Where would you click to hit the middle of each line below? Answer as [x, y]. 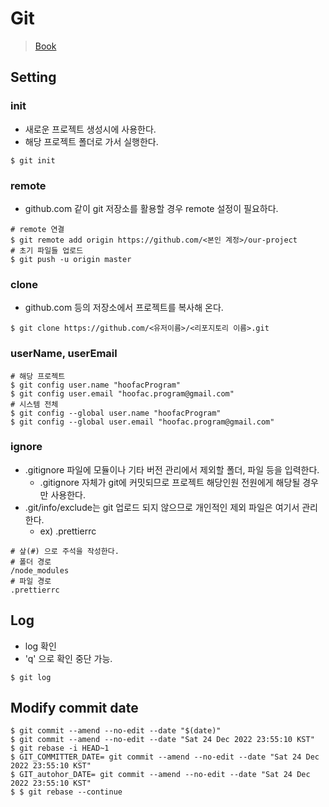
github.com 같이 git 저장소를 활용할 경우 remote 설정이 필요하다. [151, 208]
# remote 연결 [37, 229]
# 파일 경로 [31, 581]
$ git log [31, 677]
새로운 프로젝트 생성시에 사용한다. [90, 129]
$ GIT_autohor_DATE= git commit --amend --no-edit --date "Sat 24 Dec [160, 775]
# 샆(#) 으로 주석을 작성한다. [65, 551]
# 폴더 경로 [31, 562]
